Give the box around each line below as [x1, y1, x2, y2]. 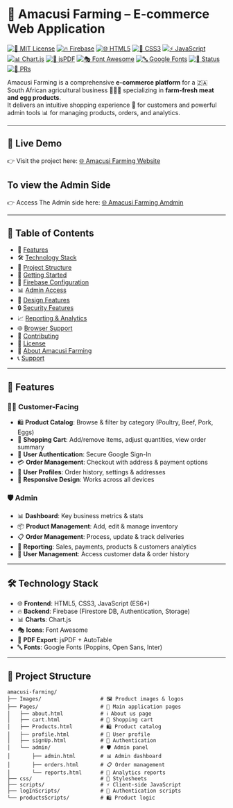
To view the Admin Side [7, 180, 111, 191]
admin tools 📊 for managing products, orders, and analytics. [7, 108, 180, 117]
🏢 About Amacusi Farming [17, 347, 92, 355]
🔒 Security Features [17, 304, 74, 312]
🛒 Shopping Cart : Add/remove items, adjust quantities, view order [17, 436, 207, 444]
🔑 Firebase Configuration [17, 278, 89, 286]
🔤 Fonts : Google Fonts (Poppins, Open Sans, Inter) [17, 643, 163, 651]
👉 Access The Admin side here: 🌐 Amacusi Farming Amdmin [7, 198, 184, 207]
